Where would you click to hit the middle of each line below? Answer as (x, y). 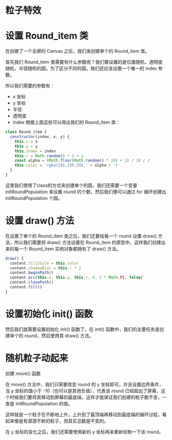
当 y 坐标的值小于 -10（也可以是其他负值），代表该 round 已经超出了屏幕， (83, 391)
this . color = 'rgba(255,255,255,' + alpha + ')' (67, 165)
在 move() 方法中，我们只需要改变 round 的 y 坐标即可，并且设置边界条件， (84, 384)
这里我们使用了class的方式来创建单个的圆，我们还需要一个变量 (71, 185)
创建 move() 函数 (23, 373)
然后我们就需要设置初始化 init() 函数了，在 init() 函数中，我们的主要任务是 (82, 329)
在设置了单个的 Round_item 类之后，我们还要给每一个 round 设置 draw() (81, 236)
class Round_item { (26, 132)
